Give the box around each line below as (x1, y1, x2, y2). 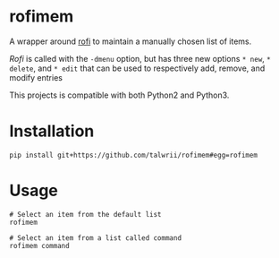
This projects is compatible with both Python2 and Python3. (9, 90, 230, 100)
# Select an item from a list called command (9, 233, 182, 243)
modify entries (9, 72, 63, 82)
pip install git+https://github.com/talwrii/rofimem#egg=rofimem (9, 150, 258, 159)
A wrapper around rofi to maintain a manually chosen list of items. (9, 36, 252, 47)
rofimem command (9, 241, 70, 250)
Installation (9, 121, 95, 142)
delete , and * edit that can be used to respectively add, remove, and (9, 63, 266, 73)
